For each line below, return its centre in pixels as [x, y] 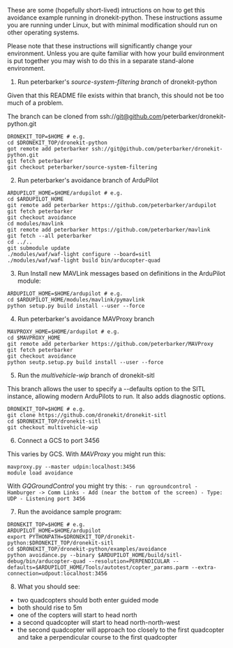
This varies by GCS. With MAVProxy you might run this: [87, 454]
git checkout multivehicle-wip [53, 428]
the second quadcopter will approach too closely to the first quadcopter [121, 630]
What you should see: [48, 586]
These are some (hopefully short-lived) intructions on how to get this [106, 10]
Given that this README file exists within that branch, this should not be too [116, 95]
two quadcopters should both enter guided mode [88, 600]
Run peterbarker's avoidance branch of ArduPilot [88, 180]
